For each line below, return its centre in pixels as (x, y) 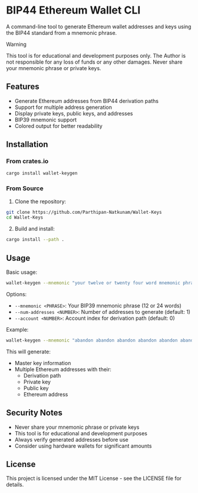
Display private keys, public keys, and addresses (74, 113)
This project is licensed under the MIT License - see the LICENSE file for (94, 478)
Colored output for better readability (59, 126)
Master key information (43, 363)
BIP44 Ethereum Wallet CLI (73, 10)
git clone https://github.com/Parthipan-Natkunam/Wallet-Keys (84, 212)
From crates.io (27, 161)
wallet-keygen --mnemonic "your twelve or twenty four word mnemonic (93, 283)
